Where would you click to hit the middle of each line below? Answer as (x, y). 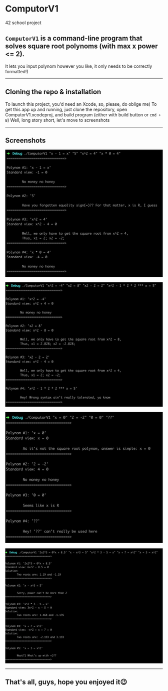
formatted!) (17, 71)
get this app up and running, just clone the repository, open (66, 109)
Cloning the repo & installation (53, 92)
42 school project (23, 23)
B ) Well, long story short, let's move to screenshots (57, 120)
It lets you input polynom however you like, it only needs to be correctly (79, 66)
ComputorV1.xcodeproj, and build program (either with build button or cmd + (83, 115)
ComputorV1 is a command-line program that (74, 38)
